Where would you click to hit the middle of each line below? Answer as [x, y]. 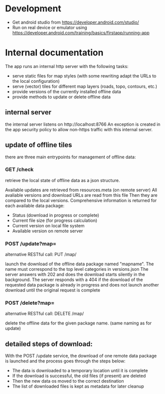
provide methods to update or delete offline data [61, 97]
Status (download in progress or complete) [56, 215]
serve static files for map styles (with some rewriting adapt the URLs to [84, 76]
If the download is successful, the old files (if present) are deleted [79, 376]
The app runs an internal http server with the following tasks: [67, 66]
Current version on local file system [48, 225]
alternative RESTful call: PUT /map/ [41, 254]
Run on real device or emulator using [49, 27]
